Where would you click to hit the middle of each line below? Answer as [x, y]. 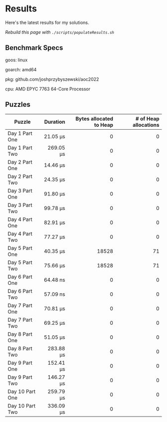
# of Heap [147, 119]
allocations [146, 125]
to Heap [104, 125]
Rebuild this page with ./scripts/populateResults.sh [60, 32]
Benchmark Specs [34, 48]
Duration [55, 122]
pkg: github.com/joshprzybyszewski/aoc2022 [52, 79]
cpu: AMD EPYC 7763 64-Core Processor [48, 89]
